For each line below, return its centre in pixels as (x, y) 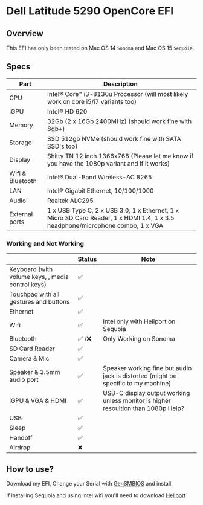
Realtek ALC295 (70, 201)
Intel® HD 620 (67, 111)
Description (120, 84)
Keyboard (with (31, 269)
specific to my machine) (137, 384)
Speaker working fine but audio (147, 368)
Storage (21, 142)
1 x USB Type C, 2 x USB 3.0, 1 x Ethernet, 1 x (113, 210)
